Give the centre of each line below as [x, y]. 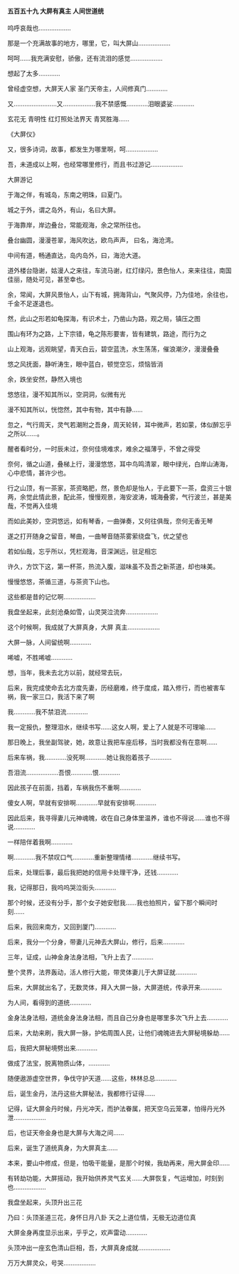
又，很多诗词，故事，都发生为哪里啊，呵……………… [83, 149]
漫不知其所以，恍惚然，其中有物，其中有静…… [75, 409]
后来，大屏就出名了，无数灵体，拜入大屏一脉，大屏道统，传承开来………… [115, 987]
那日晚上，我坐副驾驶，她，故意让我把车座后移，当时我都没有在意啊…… [113, 743]
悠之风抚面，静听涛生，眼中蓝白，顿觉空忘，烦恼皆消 [85, 365]
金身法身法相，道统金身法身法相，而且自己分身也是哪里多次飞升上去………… [118, 1018]
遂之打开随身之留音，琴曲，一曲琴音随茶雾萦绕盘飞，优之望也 [98, 536]
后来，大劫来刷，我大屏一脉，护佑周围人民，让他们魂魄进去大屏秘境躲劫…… [119, 1033]
